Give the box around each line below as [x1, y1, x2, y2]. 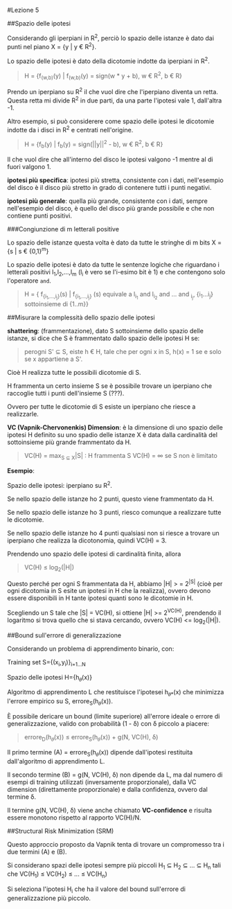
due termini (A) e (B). [7, 847, 67, 856]
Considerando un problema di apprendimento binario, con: [7, 644, 175, 653]
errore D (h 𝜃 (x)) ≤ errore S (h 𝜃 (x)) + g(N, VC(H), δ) [24, 732, 159, 743]
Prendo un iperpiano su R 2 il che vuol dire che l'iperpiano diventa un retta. [7, 87, 218, 96]
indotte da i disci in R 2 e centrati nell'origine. [7, 124, 134, 134]
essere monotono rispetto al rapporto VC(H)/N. [7, 813, 142, 822]
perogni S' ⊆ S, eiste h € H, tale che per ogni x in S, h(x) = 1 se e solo [24, 348, 222, 356]
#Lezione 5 [7, 6, 39, 14]
